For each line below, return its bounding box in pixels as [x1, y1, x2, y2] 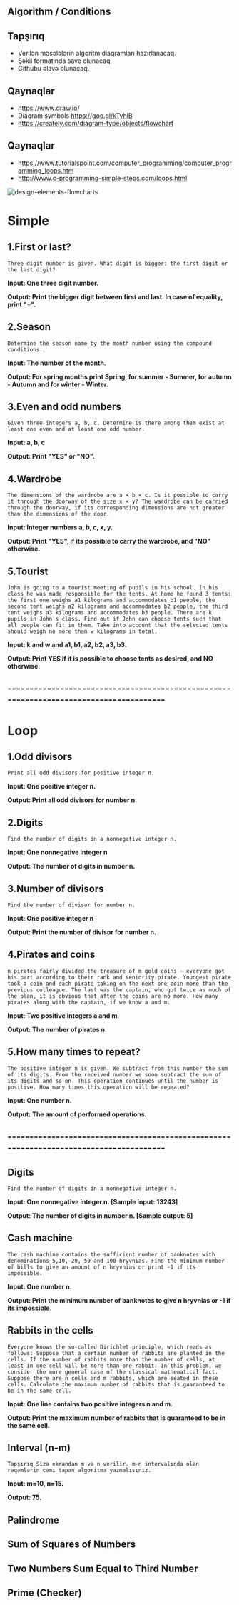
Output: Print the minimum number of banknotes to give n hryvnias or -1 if [7, 1296, 231, 1304]
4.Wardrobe [7, 473, 62, 485]
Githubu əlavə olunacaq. [17, 64, 90, 73]
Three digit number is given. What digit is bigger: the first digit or [7, 260, 228, 267]
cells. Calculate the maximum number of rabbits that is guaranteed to [7, 1381, 225, 1388]
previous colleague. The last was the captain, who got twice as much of [7, 986, 232, 994]
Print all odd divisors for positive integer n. [7, 769, 155, 777]
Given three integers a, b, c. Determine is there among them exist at [7, 419, 225, 427]
